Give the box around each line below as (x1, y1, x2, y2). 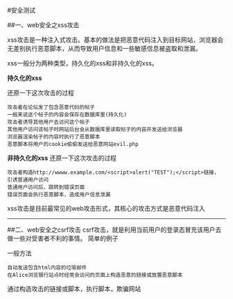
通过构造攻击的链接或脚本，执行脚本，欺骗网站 (7, 284, 141, 293)
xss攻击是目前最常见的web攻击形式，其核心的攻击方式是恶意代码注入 (7, 204, 206, 212)
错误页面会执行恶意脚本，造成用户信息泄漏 (7, 191, 111, 198)
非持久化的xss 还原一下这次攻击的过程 (7, 154, 116, 162)
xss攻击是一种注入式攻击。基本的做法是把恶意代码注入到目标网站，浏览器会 (7, 35, 224, 44)
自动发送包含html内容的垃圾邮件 (7, 264, 87, 271)
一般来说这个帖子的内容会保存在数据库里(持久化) (7, 111, 127, 118)
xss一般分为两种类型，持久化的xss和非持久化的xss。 (7, 59, 158, 67)
